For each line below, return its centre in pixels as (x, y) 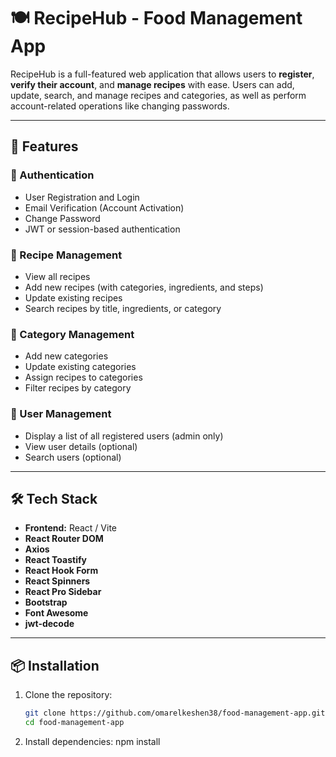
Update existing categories (80, 367)
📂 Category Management (72, 334)
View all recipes (57, 276)
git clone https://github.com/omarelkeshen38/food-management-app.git (175, 713)
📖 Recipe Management (66, 255)
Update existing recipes (73, 297)
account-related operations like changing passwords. (120, 106)
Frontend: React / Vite (71, 528)
